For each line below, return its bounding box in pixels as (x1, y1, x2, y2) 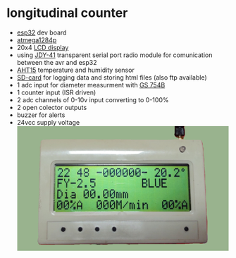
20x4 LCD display (16, 43, 69, 51)
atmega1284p (16, 35, 57, 44)
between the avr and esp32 (16, 58, 97, 66)
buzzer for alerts (16, 111, 66, 119)
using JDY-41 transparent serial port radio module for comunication (16, 51, 213, 59)
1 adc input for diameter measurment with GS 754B (16, 80, 166, 89)
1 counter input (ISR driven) (16, 88, 97, 97)
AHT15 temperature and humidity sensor (16, 66, 135, 74)
